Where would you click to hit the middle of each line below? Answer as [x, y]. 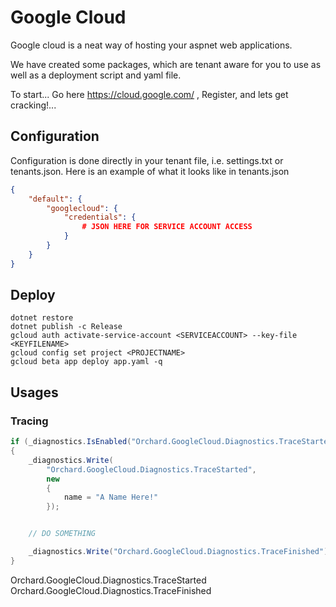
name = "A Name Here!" [111, 497]
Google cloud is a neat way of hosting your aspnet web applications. [151, 45]
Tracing [29, 421]
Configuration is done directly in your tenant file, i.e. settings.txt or [147, 160]
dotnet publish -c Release [66, 327]
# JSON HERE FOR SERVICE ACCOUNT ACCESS [167, 227]
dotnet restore [42, 318]
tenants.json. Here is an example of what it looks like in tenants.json [150, 171]
